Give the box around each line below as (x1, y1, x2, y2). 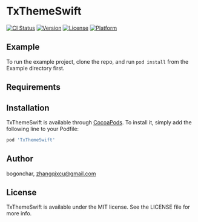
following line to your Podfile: (6, 125, 79, 132)
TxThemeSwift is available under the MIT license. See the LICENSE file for (6, 203, 191, 210)
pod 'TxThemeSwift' (6, 136, 56, 143)
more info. (6, 210, 32, 217)
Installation (6, 103, 50, 113)
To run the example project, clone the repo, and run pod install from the (6, 58, 189, 65)
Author (6, 153, 33, 164)
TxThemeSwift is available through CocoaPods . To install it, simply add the (6, 118, 192, 126)
